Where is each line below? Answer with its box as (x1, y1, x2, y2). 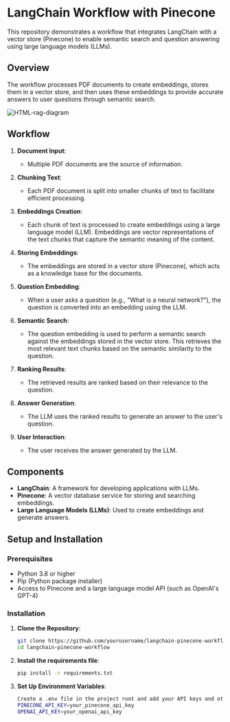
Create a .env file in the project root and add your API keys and (16, 695, 214, 702)
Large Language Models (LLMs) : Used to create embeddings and (16, 506, 204, 514)
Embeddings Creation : (16, 207, 82, 215)
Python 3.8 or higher (16, 569, 76, 578)
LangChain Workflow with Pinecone (7, 5, 216, 21)
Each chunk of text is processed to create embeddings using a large (27, 220, 221, 228)
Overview (7, 62, 50, 74)
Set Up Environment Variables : (16, 682, 106, 690)
